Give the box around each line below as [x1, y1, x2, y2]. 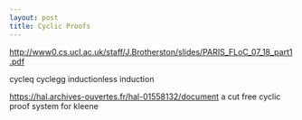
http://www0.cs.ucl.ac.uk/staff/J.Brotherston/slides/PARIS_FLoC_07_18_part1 [9, 46, 293, 57]
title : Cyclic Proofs [9, 22, 91, 31]
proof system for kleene [9, 100, 99, 111]
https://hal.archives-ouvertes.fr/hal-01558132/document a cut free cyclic [9, 91, 281, 102]
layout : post [9, 13, 59, 23]
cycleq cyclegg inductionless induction [9, 73, 155, 84]
